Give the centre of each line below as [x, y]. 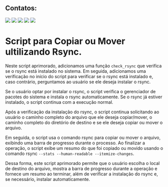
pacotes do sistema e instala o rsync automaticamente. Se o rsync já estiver [84, 97]
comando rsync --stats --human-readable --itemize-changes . [70, 153]
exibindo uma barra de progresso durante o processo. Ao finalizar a [75, 143]
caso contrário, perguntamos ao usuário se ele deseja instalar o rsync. [78, 82]
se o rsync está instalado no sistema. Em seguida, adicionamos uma [76, 71]
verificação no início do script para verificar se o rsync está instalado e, [79, 76]
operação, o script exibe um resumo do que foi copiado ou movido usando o [84, 148]
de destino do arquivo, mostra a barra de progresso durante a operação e [81, 168]
